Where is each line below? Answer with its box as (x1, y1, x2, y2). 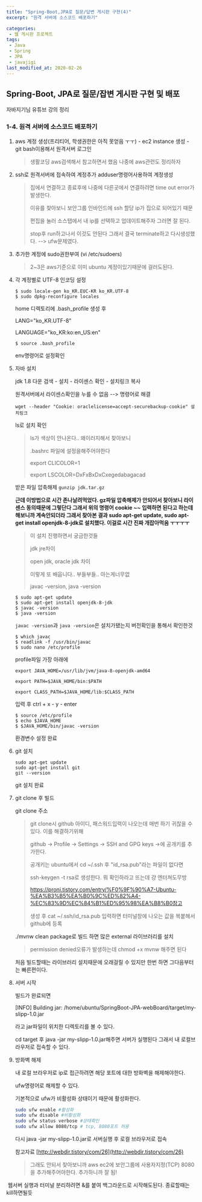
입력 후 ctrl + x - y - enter (14, 700, 77, 707)
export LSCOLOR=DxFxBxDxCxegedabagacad (30, 471, 146, 478)
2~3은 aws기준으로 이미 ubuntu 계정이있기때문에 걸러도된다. (30, 263, 174, 270)
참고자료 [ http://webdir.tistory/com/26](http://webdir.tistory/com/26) (14, 1148, 184, 1155)
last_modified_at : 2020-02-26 (6, 65, 83, 71)
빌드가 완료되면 (14, 991, 51, 999)
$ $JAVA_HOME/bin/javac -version (14, 723, 99, 729)
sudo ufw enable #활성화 (14, 1106, 74, 1113)
